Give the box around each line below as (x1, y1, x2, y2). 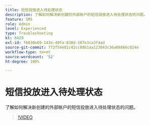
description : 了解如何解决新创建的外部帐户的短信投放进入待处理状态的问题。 (5, 12, 147, 17)
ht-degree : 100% (5, 59, 39, 64)
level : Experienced (5, 26, 46, 31)
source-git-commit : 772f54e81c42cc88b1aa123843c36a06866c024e (5, 45, 139, 50)
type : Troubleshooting (5, 31, 53, 36)
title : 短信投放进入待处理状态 (5, 7, 63, 13)
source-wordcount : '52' (5, 54, 56, 59)
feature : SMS (5, 17, 33, 22)
